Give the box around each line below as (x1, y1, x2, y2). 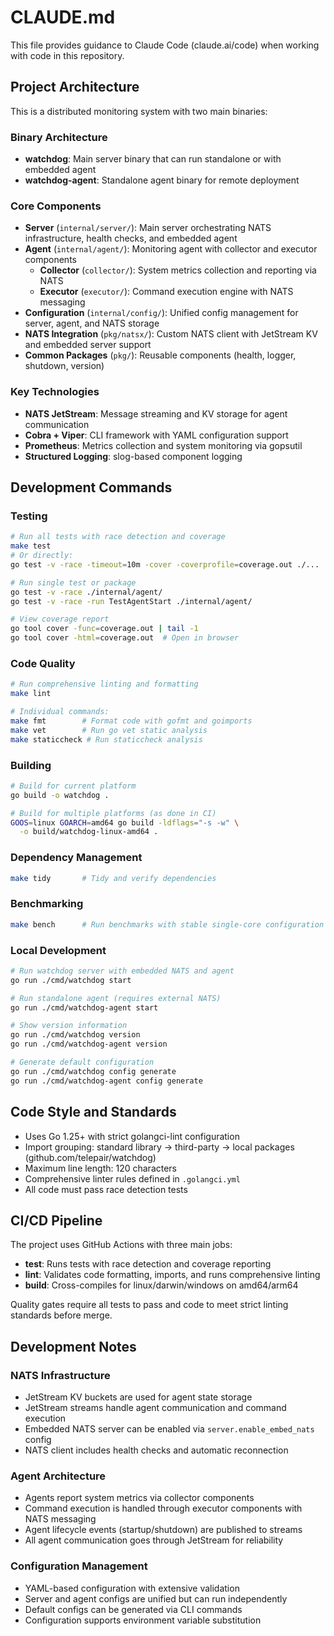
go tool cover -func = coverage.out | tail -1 (10, 624, 199, 634)
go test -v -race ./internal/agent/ (10, 587, 163, 597)
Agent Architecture (10, 1469, 107, 1483)
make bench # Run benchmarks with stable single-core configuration (10, 919, 325, 930)
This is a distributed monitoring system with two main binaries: (10, 105, 268, 117)
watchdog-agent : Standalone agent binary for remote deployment (24, 174, 300, 186)
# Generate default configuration (10, 1057, 155, 1068)
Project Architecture (10, 79, 140, 96)
